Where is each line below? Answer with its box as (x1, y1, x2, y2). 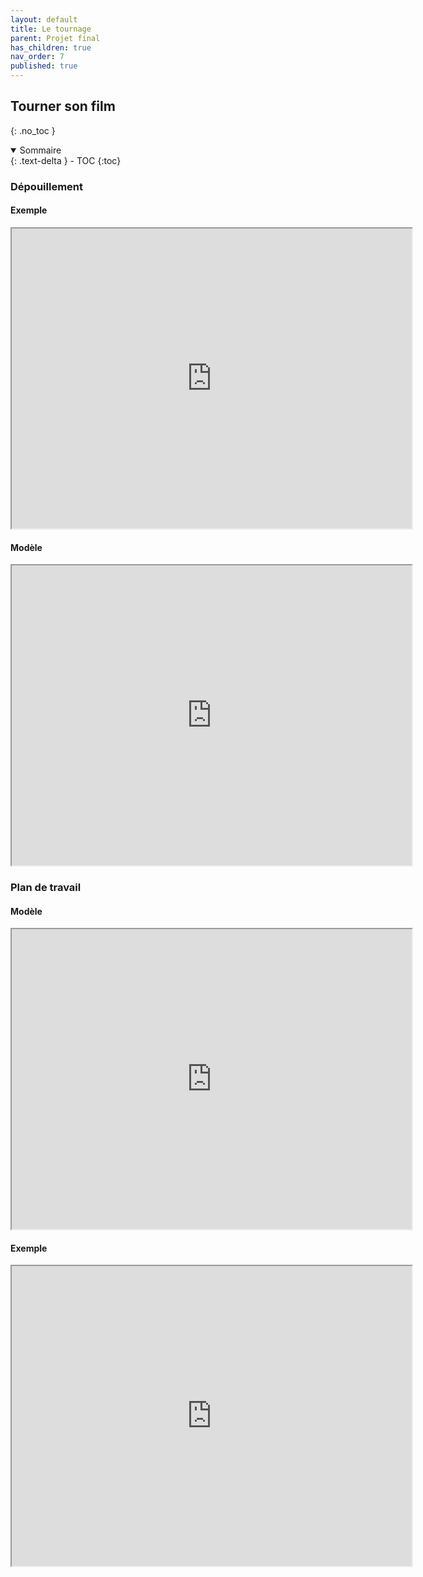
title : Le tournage (10, 24, 92, 34)
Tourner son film (10, 98, 116, 115)
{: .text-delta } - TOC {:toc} (10, 154, 122, 166)
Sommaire (19, 144, 62, 156)
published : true (10, 61, 78, 71)
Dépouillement (10, 179, 83, 193)
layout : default (10, 14, 78, 25)
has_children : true (10, 42, 92, 53)
